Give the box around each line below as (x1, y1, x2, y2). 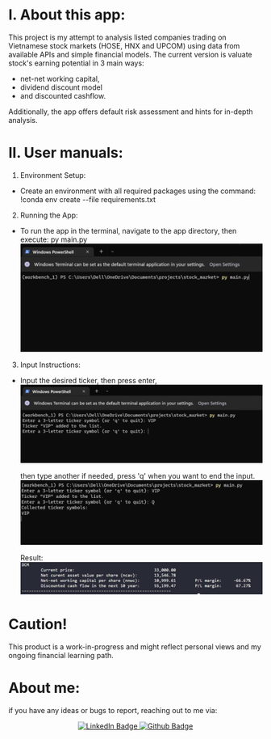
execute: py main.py (19, 234, 88, 244)
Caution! (8, 614, 68, 633)
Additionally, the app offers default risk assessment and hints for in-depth (8, 107, 253, 116)
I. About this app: (8, 6, 126, 24)
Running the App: (19, 210, 78, 220)
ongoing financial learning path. (8, 650, 115, 660)
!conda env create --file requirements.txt (19, 194, 156, 204)
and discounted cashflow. (19, 91, 106, 100)
